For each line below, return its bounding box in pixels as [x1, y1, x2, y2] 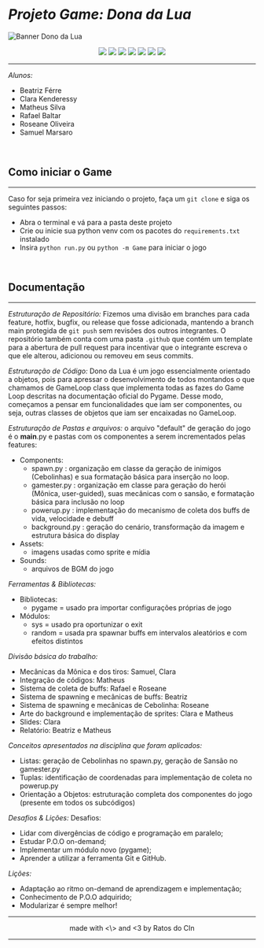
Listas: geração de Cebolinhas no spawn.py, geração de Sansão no [19, 756, 238, 765]
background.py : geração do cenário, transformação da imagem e [31, 522, 245, 531]
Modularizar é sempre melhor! [19, 900, 118, 910]
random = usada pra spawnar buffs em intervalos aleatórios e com [31, 628, 247, 637]
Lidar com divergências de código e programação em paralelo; [19, 828, 224, 838]
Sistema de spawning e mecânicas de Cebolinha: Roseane [19, 700, 210, 709]
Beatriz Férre [19, 85, 62, 95]
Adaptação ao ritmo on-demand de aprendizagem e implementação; [19, 883, 242, 893]
